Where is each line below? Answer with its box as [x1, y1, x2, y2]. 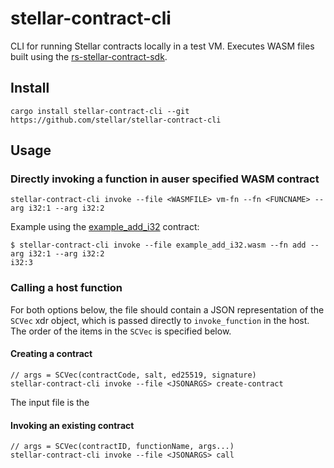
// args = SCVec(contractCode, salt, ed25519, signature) [10, 370, 257, 380]
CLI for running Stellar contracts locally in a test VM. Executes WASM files [10, 40, 315, 52]
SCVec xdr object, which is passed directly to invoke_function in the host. [10, 314, 310, 326]
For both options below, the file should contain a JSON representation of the [10, 303, 325, 316]
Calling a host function [10, 281, 123, 295]
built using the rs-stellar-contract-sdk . [10, 50, 168, 62]
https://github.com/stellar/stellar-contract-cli [10, 115, 222, 125]
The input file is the [10, 396, 90, 408]
